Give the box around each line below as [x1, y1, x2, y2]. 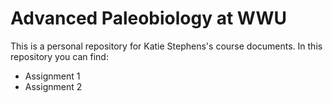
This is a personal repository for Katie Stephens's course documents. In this [10, 40, 323, 52]
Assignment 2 [24, 80, 83, 92]
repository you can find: [10, 50, 109, 62]
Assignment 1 [24, 70, 81, 82]
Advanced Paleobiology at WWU [10, 7, 288, 30]
